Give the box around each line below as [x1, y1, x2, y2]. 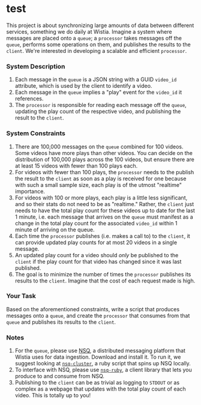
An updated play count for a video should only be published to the [14, 251, 179, 258]
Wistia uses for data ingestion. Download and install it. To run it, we [14, 353, 181, 361]
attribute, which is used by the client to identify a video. [14, 82, 152, 90]
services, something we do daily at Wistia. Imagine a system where [6, 28, 172, 35]
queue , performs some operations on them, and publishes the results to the [6, 41, 191, 48]
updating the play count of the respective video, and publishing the [14, 108, 181, 115]
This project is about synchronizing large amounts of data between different [6, 22, 194, 29]
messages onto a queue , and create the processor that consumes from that [6, 312, 190, 319]
